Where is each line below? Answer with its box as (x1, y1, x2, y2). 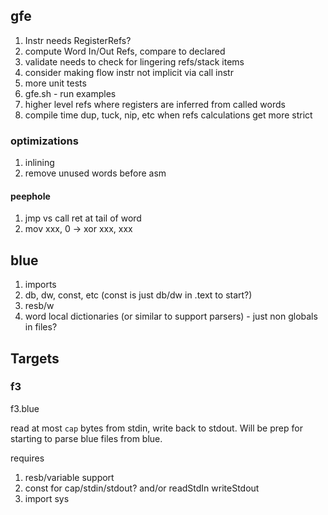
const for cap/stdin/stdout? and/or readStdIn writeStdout (24, 482, 260, 494)
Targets (10, 350, 60, 367)
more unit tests (24, 77, 87, 89)
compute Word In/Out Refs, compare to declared (24, 45, 226, 57)
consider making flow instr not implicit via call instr (24, 66, 234, 78)
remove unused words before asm (24, 167, 167, 179)
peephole (10, 190, 51, 202)
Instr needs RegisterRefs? (24, 34, 132, 46)
